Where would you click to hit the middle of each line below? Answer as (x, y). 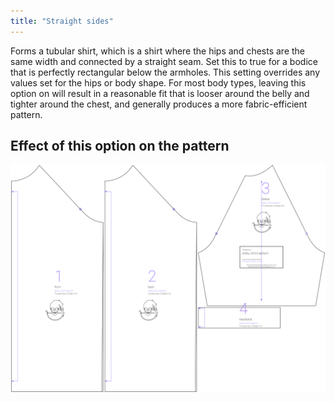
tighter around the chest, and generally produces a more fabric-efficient (159, 104)
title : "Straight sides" (62, 21)
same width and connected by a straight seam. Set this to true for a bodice (164, 61)
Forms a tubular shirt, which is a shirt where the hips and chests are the (157, 51)
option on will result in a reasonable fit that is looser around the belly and (160, 93)
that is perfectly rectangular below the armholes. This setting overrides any (165, 72)
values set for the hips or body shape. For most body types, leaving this (158, 82)
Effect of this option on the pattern (120, 146)
